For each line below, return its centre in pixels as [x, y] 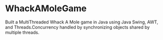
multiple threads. [22, 32]
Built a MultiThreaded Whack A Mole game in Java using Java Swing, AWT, [82, 22]
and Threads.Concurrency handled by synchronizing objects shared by [77, 27]
